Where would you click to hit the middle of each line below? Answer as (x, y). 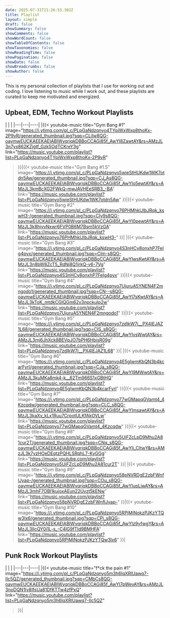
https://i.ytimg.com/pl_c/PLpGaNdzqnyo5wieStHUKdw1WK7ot (100, 172)
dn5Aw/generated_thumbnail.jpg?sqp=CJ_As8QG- (70, 178)
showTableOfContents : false (35, 43)
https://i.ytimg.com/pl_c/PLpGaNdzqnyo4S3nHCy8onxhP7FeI (100, 248)
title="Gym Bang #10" (54, 507)
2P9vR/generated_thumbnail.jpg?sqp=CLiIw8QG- (57, 136)
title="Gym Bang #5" (53, 318)
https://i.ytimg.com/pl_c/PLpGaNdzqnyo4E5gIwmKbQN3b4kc (100, 361)
